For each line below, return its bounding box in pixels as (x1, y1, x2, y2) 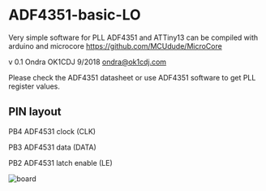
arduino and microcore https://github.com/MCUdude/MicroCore (8, 41, 223, 50)
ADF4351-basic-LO (8, 6, 141, 24)
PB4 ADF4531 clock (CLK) (8, 126, 96, 136)
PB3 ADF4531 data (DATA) (8, 142, 97, 152)
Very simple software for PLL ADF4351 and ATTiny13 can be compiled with (8, 33, 259, 42)
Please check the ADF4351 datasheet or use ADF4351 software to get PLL (8, 72, 256, 82)
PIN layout (8, 105, 62, 119)
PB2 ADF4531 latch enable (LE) (8, 158, 114, 167)
